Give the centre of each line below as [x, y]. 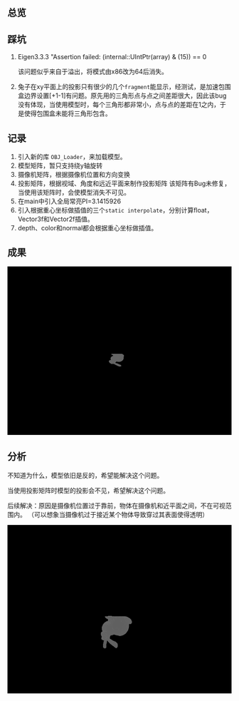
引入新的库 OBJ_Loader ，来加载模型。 [72, 157]
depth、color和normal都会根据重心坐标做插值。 [87, 228]
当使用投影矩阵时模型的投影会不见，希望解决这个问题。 [88, 490]
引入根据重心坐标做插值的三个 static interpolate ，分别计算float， [115, 210]
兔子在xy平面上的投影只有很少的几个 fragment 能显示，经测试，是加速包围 [124, 87]
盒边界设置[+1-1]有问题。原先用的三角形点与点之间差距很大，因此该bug [122, 96]
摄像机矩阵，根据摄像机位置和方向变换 [74, 175]
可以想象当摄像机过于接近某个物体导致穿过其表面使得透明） [121, 514]
